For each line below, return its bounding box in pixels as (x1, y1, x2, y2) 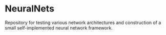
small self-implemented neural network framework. (5, 24, 113, 30)
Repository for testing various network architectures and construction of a (5, 19, 161, 25)
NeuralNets (5, 3, 55, 14)
